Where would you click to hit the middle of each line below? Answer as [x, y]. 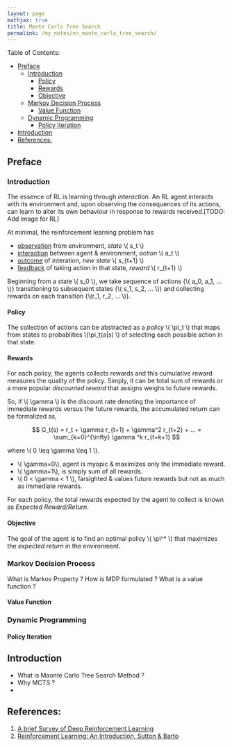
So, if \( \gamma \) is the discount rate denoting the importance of [101, 402]
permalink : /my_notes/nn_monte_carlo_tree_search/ [82, 33]
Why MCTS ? [36, 682]
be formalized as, [32, 417]
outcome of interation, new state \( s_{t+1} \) [81, 260]
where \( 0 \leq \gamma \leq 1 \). [53, 451]
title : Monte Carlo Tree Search [54, 26]
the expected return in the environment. [64, 546]
